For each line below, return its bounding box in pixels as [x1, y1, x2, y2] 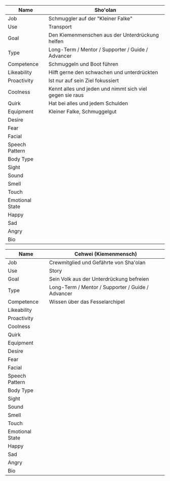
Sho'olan [94, 7, 116, 13]
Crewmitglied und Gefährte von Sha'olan [49, 259, 146, 266]
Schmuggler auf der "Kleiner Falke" [48, 15, 133, 22]
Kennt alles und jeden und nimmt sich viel [48, 86, 147, 92]
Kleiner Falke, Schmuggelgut [48, 108, 117, 115]
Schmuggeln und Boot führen [48, 61, 119, 67]
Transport [48, 23, 72, 30]
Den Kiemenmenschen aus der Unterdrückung [48, 31, 159, 38]
